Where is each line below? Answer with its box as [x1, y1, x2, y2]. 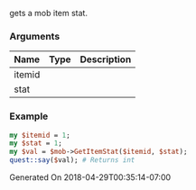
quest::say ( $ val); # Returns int [9, 156, 135, 165]
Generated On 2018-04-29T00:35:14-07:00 [9, 172, 172, 183]
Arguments [9, 30, 61, 42]
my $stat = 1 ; [9, 139, 63, 148]
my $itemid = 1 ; [9, 131, 70, 140]
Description [79, 53, 132, 66]
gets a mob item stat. [9, 8, 89, 18]
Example [9, 110, 49, 122]
